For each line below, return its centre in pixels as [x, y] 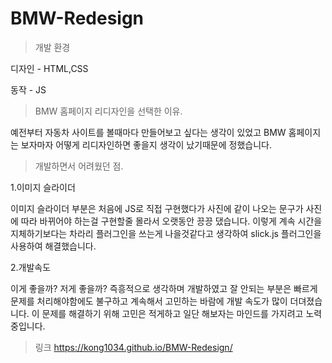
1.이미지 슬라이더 [43, 187]
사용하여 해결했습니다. [53, 246]
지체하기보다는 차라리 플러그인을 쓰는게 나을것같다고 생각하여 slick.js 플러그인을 [166, 233]
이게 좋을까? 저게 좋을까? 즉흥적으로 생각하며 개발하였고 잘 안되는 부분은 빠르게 [164, 288]
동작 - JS [28, 89]
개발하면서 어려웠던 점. [79, 166]
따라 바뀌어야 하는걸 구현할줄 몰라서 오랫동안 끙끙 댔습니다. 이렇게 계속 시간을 [171, 221]
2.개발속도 [31, 267]
